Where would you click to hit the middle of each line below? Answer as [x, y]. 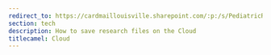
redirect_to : [30, 16]
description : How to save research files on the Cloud [102, 31]
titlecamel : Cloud [39, 38]
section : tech [32, 23]
